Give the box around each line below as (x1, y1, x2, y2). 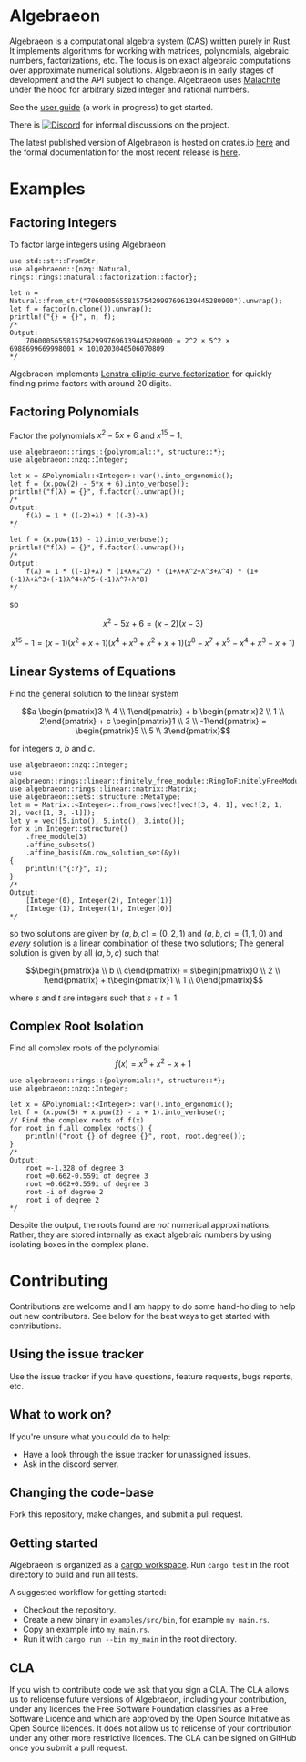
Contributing (9, 1271, 108, 1292)
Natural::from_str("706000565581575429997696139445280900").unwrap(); (9, 296, 283, 305)
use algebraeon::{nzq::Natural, (9, 264, 132, 273)
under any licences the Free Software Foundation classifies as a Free (9, 1704, 269, 1714)
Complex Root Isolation (9, 1018, 144, 1034)
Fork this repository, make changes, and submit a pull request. (9, 1509, 244, 1520)
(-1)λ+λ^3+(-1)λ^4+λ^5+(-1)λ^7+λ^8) (9, 575, 148, 584)
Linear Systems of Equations (9, 664, 176, 680)
